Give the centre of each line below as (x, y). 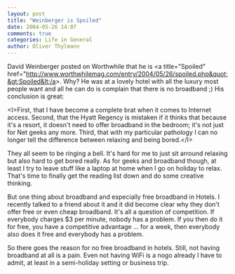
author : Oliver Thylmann (43, 46)
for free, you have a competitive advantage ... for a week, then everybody (114, 227)
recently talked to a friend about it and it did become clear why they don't (113, 204)
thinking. (20, 183)
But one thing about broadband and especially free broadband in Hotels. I (114, 197)
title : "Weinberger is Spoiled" (54, 20)
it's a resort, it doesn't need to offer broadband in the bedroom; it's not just (116, 125)
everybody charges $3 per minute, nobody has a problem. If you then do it (115, 219)
